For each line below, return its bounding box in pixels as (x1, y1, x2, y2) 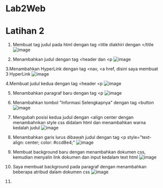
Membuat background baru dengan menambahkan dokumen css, (12, 149, 146, 155)
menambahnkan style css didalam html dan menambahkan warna (12, 120, 146, 126)
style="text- (127, 134, 152, 140)
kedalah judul (12, 125, 40, 131)
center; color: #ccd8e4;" (25, 139, 75, 145)
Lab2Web (5, 3, 46, 14)
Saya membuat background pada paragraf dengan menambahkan (12, 164, 147, 170)
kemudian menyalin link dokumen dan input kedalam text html (12, 154, 138, 160)
